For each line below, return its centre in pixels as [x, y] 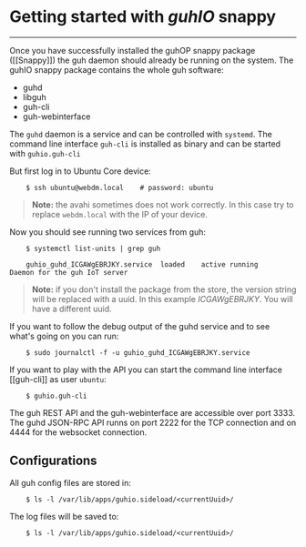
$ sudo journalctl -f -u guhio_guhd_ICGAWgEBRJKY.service [138, 352]
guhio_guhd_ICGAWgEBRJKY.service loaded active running [142, 264]
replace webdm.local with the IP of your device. [119, 214]
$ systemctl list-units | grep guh [93, 248]
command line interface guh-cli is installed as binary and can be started [145, 144]
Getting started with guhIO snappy [143, 17]
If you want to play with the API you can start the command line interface [146, 370]
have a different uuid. [71, 309]
